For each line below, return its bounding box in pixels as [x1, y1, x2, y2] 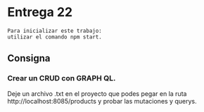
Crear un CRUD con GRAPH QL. [7, 73, 116, 83]
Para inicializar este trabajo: [7, 27, 102, 34]
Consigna [7, 52, 51, 64]
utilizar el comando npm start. [7, 33, 102, 41]
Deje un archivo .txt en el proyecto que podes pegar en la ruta [7, 89, 187, 98]
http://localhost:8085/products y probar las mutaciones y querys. [7, 97, 197, 105]
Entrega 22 [7, 4, 72, 20]
